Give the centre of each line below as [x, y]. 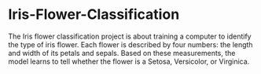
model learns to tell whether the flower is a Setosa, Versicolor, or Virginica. [129, 61]
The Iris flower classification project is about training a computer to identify [130, 36]
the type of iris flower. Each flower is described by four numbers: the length [130, 44]
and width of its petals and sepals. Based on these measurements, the [122, 53]
